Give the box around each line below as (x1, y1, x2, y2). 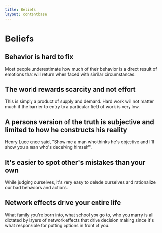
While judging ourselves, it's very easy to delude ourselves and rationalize (5, 179, 156, 185)
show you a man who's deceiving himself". (5, 144, 92, 150)
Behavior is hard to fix (5, 53, 74, 61)
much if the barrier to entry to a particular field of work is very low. (5, 104, 140, 110)
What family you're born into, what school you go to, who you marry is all (5, 212, 154, 218)
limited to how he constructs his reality (5, 125, 127, 134)
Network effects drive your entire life (5, 198, 121, 207)
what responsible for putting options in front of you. (5, 222, 110, 228)
